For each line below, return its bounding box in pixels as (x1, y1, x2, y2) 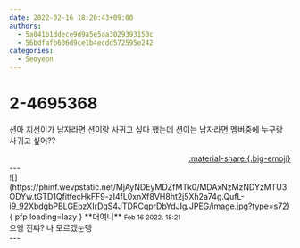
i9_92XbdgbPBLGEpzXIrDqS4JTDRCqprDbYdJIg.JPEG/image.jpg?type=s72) (9, 201, 290, 211)
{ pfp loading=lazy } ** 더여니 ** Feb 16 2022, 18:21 (9, 211, 181, 222)
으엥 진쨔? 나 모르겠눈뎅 (9, 222, 92, 233)
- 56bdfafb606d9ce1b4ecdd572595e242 (17, 38, 154, 47)
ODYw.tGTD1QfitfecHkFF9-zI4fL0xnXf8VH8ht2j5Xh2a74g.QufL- (9, 191, 246, 201)
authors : (9, 21, 42, 30)
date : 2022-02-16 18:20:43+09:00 (9, 13, 134, 22)
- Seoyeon (17, 55, 54, 64)
